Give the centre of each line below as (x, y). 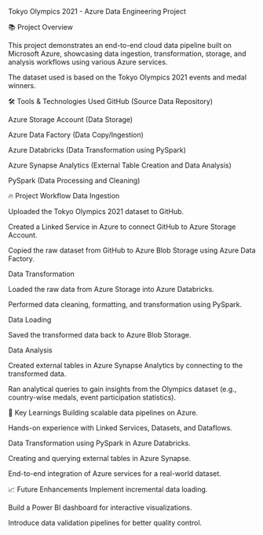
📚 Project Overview (40, 27)
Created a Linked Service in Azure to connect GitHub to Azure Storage (122, 227)
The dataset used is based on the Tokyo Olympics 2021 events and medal (128, 77)
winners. (22, 85)
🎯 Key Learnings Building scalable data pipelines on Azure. (103, 413)
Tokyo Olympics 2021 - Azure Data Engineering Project (97, 11)
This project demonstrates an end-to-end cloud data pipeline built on (120, 45)
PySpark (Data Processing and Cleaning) (74, 181)
